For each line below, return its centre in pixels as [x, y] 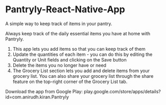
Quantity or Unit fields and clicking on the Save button [69, 59]
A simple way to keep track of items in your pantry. [59, 24]
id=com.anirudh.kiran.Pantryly [37, 97]
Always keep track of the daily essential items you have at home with [78, 33]
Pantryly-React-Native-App [65, 9]
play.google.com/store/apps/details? [122, 91]
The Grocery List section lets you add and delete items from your [81, 71]
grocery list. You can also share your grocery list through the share [83, 76]
